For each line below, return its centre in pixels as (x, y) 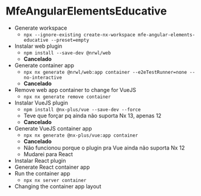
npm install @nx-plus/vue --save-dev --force (82, 109)
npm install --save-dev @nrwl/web (67, 53)
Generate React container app (52, 167)
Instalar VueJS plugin (41, 103)
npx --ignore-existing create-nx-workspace (80, 34)
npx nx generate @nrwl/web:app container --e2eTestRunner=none (105, 72)
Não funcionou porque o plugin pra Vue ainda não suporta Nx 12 (104, 148)
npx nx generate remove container (67, 97)
